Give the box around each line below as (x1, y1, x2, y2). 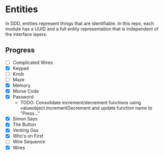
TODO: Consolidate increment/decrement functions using (20, 100, 142, 106)
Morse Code (12, 88, 39, 95)
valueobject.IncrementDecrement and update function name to (20, 105, 153, 111)
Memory (12, 82, 31, 88)
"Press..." (20, 110, 40, 116)
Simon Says (12, 116, 38, 122)
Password (12, 94, 34, 100)
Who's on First (12, 133, 44, 139)
